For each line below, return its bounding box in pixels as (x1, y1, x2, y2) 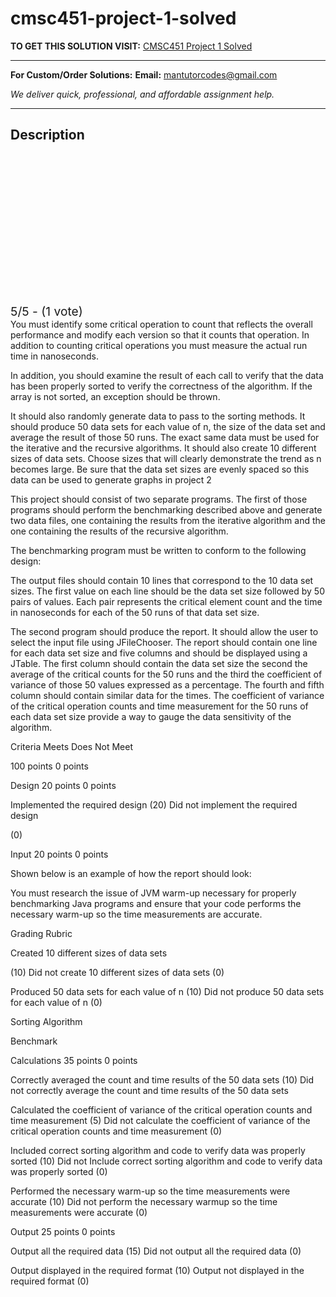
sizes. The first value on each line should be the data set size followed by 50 (10, 585, 325, 597)
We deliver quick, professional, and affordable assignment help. (10, 88, 275, 100)
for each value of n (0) (10, 996, 103, 1008)
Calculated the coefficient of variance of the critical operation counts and (10, 1103, 313, 1116)
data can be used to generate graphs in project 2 (10, 473, 212, 486)
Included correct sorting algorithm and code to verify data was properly (10, 1144, 306, 1156)
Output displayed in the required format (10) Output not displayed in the (10, 1264, 305, 1276)
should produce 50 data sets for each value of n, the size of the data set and (10, 420, 326, 432)
